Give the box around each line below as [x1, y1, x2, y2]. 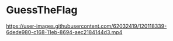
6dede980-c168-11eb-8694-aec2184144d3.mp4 [6, 28, 123, 35]
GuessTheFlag [6, 3, 78, 17]
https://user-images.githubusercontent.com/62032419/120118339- [6, 23, 167, 29]
